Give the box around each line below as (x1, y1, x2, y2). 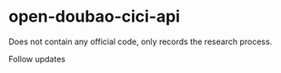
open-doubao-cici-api (8, 6, 181, 27)
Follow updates (8, 53, 65, 64)
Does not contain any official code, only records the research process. (8, 36, 273, 47)
